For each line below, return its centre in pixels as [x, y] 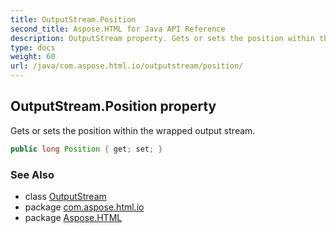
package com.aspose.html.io [84, 207]
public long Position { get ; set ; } [86, 149]
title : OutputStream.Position [73, 19]
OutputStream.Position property [113, 106]
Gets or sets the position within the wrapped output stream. [133, 130]
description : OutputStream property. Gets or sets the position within [162, 38]
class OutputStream [65, 196]
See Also [32, 174]
